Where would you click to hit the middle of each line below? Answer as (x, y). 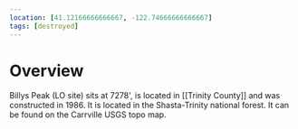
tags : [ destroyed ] (44, 26)
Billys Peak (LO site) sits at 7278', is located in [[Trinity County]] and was (145, 96)
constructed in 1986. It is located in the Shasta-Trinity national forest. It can (149, 106)
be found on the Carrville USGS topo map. (88, 115)
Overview (47, 71)
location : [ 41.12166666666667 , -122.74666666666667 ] (111, 18)
